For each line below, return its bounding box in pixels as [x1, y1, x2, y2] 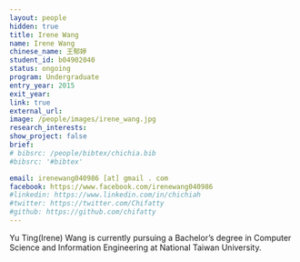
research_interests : [9, 124, 88, 133]
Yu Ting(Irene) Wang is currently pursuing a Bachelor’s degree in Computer [9, 232, 292, 243]
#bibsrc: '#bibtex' [9, 156, 84, 166]
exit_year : [9, 89, 51, 98]
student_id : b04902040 [9, 55, 95, 65]
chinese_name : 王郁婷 [9, 47, 87, 56]
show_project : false [9, 132, 88, 141]
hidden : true [9, 22, 59, 31]
